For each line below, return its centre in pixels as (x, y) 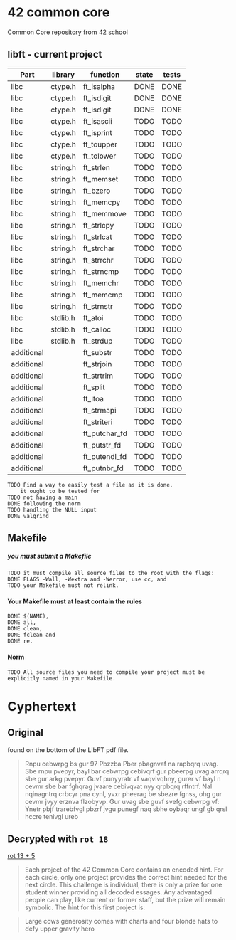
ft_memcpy (102, 202)
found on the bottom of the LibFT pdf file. (68, 750)
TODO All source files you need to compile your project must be (106, 672)
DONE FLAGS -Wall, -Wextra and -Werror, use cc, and (87, 580)
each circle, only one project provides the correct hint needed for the (126, 877)
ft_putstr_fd (102, 445)
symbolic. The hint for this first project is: (85, 907)
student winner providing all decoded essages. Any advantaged (118, 892)
